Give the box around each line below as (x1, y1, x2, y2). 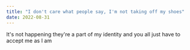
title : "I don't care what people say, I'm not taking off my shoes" (6, 8, 185, 15)
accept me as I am (6, 37, 52, 44)
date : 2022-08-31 (6, 14, 50, 20)
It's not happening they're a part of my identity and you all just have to (6, 30, 181, 37)
